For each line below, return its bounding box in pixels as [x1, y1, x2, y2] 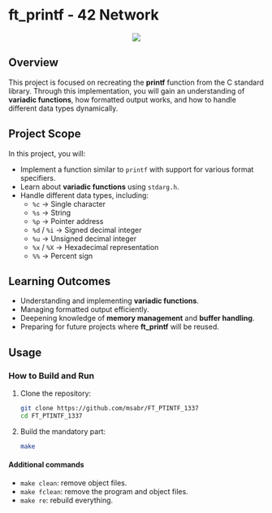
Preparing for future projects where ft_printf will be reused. [19, 322, 219, 331]
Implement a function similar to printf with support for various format [19, 164, 254, 174]
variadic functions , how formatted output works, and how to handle [8, 94, 237, 104]
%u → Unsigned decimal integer [32, 234, 137, 243]
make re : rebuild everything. [19, 495, 114, 505]
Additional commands [8, 460, 84, 470]
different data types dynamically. [8, 103, 119, 113]
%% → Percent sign [32, 251, 93, 261]
